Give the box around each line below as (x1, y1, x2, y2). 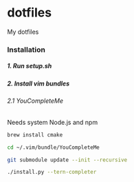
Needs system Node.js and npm (7, 118, 98, 126)
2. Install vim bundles (7, 79, 70, 88)
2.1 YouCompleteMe (7, 97, 64, 105)
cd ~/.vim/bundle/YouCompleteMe (7, 143, 100, 151)
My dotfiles (7, 28, 39, 36)
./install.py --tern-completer (7, 169, 97, 176)
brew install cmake (7, 131, 63, 139)
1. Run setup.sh (7, 62, 52, 70)
